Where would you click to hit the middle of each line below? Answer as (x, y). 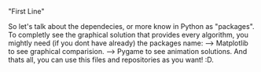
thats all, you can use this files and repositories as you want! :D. (111, 59)
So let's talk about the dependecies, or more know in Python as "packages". (131, 26)
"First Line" (26, 11)
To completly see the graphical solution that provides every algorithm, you (129, 35)
